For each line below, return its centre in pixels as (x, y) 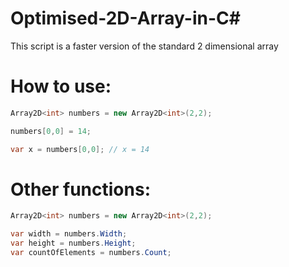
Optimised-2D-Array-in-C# (125, 18)
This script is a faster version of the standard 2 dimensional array (144, 46)
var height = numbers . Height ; (73, 243)
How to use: (61, 86)
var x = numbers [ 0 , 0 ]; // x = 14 (80, 149)
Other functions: (80, 189)
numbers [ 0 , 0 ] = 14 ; (51, 131)
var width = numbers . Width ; (69, 234)
